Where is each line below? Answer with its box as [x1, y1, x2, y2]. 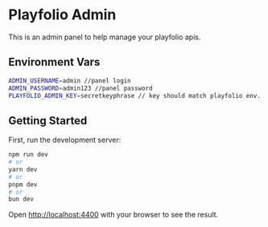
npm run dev [8, 151, 48, 159]
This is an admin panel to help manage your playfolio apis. [8, 32, 201, 42]
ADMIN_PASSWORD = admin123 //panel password [8, 84, 153, 92]
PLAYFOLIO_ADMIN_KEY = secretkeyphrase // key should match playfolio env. [8, 91, 262, 99]
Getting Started [8, 114, 88, 128]
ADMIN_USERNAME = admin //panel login [8, 76, 131, 85]
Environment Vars [8, 55, 101, 69]
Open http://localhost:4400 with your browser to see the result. [8, 210, 219, 220]
